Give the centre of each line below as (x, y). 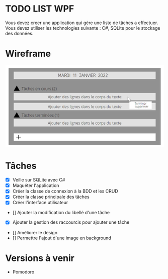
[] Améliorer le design (35, 232)
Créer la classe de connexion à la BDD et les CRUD (65, 191)
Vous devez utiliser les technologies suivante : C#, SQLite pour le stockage (83, 28)
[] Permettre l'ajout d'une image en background (62, 238)
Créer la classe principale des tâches (51, 197)
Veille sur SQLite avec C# (39, 180)
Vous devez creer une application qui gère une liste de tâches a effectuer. (82, 23)
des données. (19, 33)
